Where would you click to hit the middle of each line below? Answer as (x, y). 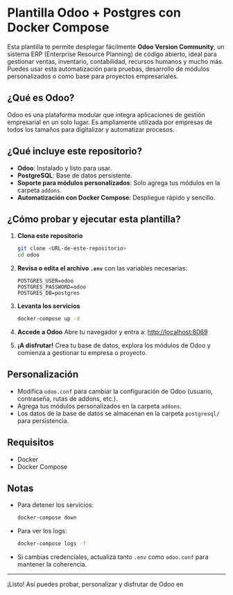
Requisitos (31, 443)
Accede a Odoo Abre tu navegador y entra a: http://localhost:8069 (112, 332)
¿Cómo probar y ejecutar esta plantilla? (94, 219)
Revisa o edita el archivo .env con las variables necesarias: (102, 268)
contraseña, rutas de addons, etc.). (67, 398)
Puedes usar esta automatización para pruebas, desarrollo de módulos (109, 69)
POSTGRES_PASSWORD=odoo (52, 287)
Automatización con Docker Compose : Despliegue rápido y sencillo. (116, 197)
